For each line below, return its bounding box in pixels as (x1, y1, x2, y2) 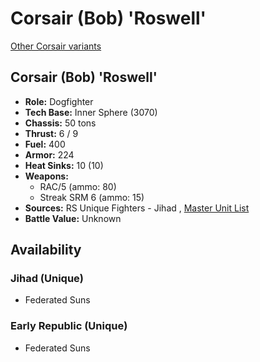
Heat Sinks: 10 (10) (24, 159, 104, 171)
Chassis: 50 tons (24, 117, 97, 129)
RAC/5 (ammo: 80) (39, 180, 117, 192)
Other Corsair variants (10, 40, 102, 52)
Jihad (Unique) (10, 272, 85, 286)
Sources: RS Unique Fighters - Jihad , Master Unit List (24, 202, 250, 214)
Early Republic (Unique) (10, 319, 128, 333)
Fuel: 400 (24, 138, 66, 150)
